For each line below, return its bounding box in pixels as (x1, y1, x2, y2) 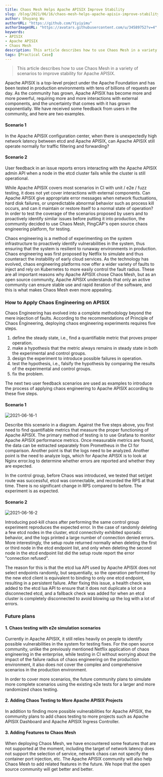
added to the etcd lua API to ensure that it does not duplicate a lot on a (5, 585, 147, 591)
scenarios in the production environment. (5, 666, 87, 672)
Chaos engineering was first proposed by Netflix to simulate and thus (5, 251, 144, 257)
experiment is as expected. (5, 488, 59, 494)
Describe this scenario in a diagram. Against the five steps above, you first (5, 422, 154, 428)
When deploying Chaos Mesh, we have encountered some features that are (5, 741, 156, 746)
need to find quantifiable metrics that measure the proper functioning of (5, 427, 149, 433)
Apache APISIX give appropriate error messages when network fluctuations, (5, 195, 158, 201)
